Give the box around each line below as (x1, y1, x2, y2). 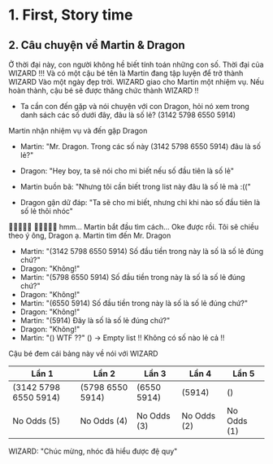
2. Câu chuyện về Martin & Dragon (8, 38, 185, 52)
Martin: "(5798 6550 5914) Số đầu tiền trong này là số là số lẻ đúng (19, 273, 245, 282)
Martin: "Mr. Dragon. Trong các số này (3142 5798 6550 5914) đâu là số (19, 142, 262, 151)
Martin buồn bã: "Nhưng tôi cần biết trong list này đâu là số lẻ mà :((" (19, 182, 251, 191)
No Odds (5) (12, 415, 61, 427)
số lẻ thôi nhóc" (19, 206, 73, 216)
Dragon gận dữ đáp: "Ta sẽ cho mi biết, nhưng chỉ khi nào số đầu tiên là (19, 198, 261, 207)
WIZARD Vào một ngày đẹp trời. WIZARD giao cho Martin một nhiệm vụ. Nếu (8, 77, 264, 86)
